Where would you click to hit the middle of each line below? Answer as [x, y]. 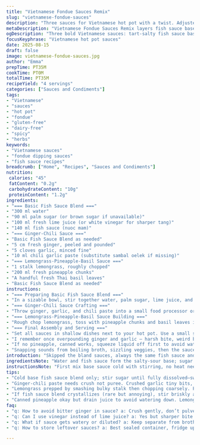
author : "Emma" [25, 61]
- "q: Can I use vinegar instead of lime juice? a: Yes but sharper [93, 416]
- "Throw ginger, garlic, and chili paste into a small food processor [97, 311]
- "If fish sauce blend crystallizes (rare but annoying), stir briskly [98, 394]
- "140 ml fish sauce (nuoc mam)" [49, 228]
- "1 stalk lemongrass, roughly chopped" [58, 267]
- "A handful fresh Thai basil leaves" [56, 278]
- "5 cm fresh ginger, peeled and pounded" [61, 245]
